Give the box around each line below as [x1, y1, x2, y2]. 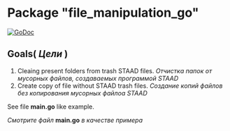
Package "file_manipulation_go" [7, 5, 199, 21]
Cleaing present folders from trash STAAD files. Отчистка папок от [17, 66, 213, 75]
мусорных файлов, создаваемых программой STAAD [17, 74, 179, 82]
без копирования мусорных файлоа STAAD [17, 88, 148, 97]
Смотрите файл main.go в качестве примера [7, 116, 143, 124]
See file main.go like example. [7, 102, 94, 111]
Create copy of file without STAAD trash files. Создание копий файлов [17, 82, 223, 90]
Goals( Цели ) [7, 48, 69, 60]
